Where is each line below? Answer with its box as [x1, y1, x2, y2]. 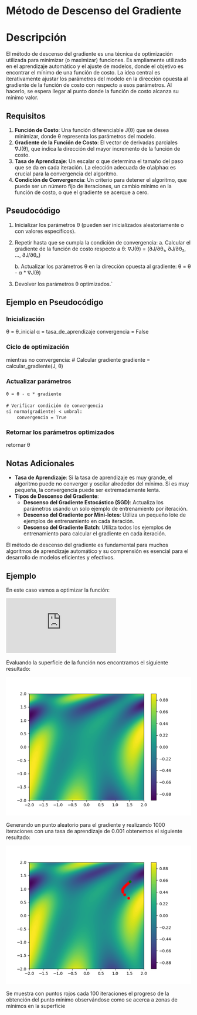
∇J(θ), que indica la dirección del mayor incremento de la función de [14, 145, 181, 152]
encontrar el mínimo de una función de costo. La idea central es [6, 69, 161, 76]
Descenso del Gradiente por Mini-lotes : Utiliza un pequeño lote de [23, 511, 186, 518]
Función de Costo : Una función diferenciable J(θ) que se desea [14, 126, 169, 133]
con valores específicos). [14, 228, 76, 235]
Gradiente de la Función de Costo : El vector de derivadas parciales [14, 139, 178, 146]
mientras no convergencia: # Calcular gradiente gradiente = [6, 356, 151, 363]
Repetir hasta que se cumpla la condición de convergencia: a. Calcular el [14, 239, 191, 246]
